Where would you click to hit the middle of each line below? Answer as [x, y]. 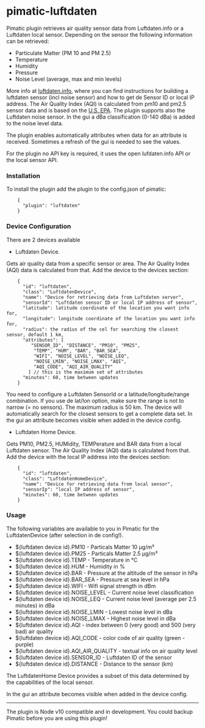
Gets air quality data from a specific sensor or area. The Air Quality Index [98, 263]
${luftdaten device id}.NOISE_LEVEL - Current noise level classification [104, 592]
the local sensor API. [32, 160]
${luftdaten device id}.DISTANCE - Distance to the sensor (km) [94, 664]
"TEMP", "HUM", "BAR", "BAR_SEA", [77, 351]
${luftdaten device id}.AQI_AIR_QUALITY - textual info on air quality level [106, 651]
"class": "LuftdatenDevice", [59, 292]
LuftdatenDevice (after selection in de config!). [65, 535]
